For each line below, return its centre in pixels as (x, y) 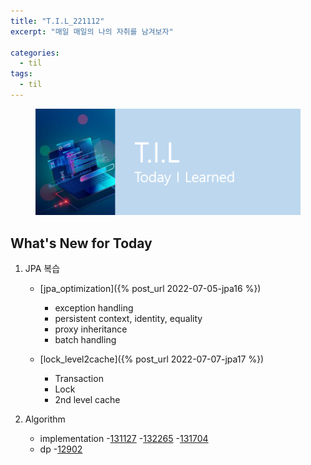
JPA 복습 (42, 269)
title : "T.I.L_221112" (57, 21)
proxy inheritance (91, 329)
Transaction (79, 379)
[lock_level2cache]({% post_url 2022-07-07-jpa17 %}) (152, 359)
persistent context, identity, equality (128, 319)
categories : (35, 53)
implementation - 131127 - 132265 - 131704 (124, 439)
